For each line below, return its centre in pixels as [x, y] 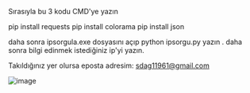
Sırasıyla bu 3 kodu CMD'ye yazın [63, 11]
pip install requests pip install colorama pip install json [96, 26]
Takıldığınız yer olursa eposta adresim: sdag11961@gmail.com [109, 65]
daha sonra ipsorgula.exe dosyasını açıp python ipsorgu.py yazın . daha [125, 42]
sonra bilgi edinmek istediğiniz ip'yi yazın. [76, 50]
